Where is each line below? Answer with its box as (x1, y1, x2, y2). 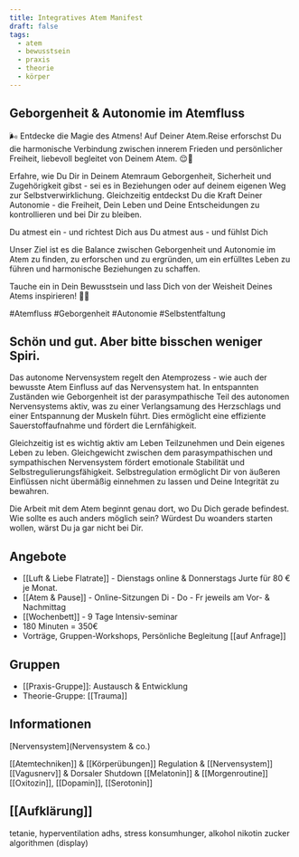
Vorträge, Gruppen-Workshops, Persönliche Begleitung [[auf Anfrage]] (22, 631, 286, 642)
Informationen (9, 717, 92, 732)
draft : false (9, 22, 59, 31)
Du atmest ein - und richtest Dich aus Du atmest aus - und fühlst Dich (9, 226, 268, 237)
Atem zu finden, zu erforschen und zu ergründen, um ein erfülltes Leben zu (9, 253, 291, 264)
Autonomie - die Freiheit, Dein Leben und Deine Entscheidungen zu (9, 199, 260, 210)
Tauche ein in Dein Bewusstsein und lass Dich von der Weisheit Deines (9, 281, 273, 291)
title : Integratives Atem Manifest (9, 13, 144, 23)
